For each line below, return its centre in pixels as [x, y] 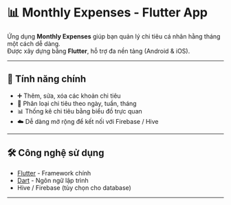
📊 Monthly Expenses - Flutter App [108, 13]
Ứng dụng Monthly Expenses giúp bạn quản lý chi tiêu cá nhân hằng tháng [114, 36]
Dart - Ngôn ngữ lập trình [53, 180]
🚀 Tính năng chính [47, 79]
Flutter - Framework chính [54, 173]
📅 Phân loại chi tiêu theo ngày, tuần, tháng [77, 103]
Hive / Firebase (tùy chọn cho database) [74, 187]
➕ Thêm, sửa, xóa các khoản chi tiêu [69, 96]
